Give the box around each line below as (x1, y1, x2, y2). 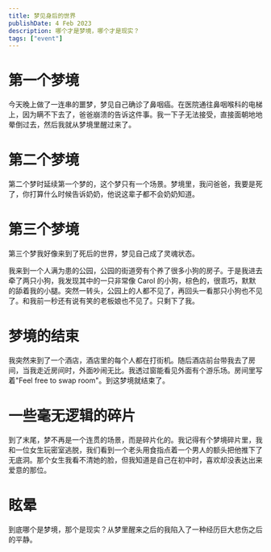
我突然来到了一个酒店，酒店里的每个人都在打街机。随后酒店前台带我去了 (8, 355, 248, 365)
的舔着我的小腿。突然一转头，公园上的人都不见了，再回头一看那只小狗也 (8, 286, 248, 296)
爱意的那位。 (8, 465, 51, 475)
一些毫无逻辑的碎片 (8, 407, 136, 425)
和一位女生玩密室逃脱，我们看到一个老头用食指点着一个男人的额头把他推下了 (8, 445, 263, 454)
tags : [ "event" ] (8, 34, 63, 43)
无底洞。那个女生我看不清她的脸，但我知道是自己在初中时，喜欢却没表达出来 (8, 454, 263, 464)
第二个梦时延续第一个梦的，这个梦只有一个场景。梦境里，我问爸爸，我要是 (8, 179, 256, 189)
